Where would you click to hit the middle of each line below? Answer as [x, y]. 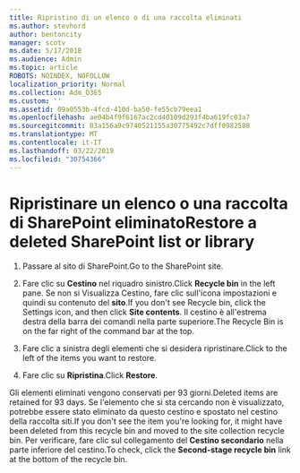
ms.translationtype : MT [54, 134]
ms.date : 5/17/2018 [46, 51]
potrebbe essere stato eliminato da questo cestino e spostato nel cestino [144, 412]
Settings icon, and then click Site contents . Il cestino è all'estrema [144, 312]
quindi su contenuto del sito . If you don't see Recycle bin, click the [144, 303]
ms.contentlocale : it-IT [56, 142]
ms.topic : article [43, 68]
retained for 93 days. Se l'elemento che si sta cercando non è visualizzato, [147, 402]
